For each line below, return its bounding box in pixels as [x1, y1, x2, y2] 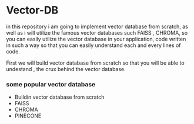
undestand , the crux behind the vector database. [6, 65, 126, 72]
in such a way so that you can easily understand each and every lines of [6, 42, 181, 49]
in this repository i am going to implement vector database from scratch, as [6, 23, 188, 30]
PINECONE [14, 112, 42, 119]
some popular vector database [6, 80, 96, 88]
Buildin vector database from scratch [14, 93, 105, 100]
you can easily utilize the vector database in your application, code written [6, 35, 186, 42]
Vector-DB [6, 4, 59, 17]
